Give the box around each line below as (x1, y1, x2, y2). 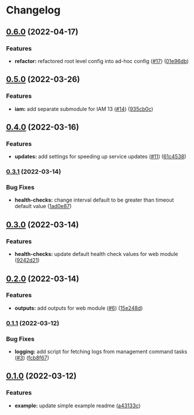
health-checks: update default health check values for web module (14, 251, 178, 258)
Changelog (6, 4, 61, 17)
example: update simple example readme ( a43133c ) (14, 402, 141, 409)
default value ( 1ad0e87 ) (14, 203, 72, 210)
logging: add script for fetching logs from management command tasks (14, 348, 188, 355)
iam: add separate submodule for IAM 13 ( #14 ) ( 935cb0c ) (14, 105, 154, 112)
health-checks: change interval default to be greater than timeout (14, 196, 174, 203)
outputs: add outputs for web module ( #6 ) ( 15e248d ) (14, 305, 143, 312)
